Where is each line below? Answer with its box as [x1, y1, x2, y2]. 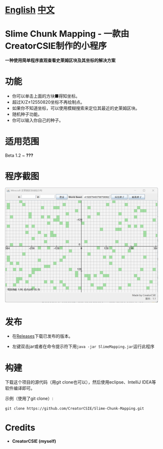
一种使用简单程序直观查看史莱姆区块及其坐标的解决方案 [5, 58, 115, 63]
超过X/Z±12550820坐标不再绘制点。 [12, 99, 85, 105]
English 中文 [5, 4, 55, 15]
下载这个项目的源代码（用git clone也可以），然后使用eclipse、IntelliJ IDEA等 [5, 379, 156, 385]
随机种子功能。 [12, 111, 42, 117]
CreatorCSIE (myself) [12, 438, 56, 444]
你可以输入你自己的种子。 [12, 117, 64, 124]
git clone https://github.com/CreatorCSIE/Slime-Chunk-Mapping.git [5, 406, 145, 411]
